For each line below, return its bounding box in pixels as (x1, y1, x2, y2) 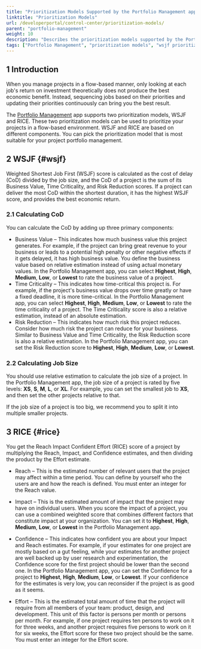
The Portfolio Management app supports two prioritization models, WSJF (6, 111, 187, 118)
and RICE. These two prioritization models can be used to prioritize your (6, 118, 184, 125)
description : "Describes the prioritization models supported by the (6, 37, 184, 43)
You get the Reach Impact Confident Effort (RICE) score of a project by (6, 443, 181, 450)
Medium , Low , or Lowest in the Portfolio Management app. (14, 523, 162, 531)
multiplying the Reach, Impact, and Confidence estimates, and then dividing (6, 449, 193, 456)
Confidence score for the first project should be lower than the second (14, 560, 190, 567)
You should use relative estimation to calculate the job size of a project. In (6, 372, 188, 380)
